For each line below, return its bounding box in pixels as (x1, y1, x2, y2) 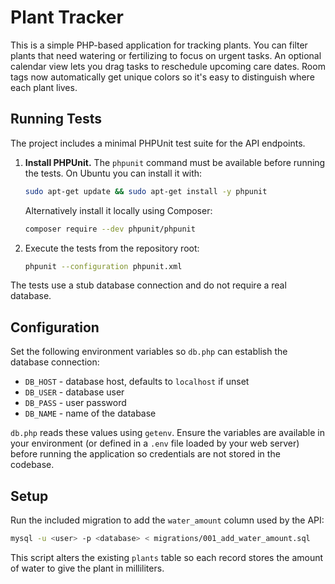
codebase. (10, 459, 55, 471)
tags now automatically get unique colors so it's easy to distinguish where (10, 71, 315, 83)
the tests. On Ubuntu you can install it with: (24, 167, 203, 179)
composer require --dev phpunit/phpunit (24, 224, 196, 234)
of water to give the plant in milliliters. (10, 562, 165, 574)
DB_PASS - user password (24, 397, 127, 409)
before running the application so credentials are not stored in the (10, 448, 281, 460)
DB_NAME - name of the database (24, 407, 157, 420)
